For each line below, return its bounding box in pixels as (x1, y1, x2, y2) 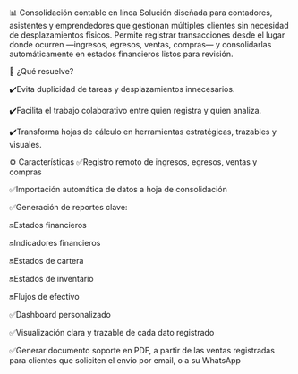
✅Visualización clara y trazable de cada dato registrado (9, 327, 215, 337)
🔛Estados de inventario (9, 274, 94, 284)
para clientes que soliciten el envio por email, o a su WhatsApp (9, 355, 242, 365)
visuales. (9, 140, 42, 149)
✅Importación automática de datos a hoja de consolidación (9, 184, 228, 194)
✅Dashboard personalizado (9, 310, 112, 319)
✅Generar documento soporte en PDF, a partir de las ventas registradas (9, 345, 276, 355)
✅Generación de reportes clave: (9, 202, 128, 212)
